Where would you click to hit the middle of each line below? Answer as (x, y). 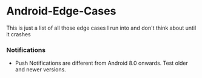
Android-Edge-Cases (61, 11)
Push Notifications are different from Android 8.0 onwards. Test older (101, 63)
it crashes (19, 34)
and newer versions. (41, 70)
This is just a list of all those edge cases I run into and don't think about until (101, 28)
